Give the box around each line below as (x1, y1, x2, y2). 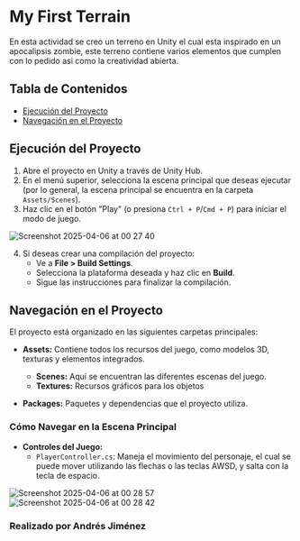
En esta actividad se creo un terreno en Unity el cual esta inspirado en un (9, 36, 282, 47)
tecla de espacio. (35, 470, 100, 481)
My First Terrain (9, 6, 131, 27)
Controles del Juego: (22, 441, 104, 452)
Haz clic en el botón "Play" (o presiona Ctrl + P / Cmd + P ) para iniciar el (22, 203, 286, 214)
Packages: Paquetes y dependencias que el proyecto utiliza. (22, 399, 249, 409)
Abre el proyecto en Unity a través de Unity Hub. (22, 165, 204, 176)
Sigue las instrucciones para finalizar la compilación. (35, 277, 232, 288)
